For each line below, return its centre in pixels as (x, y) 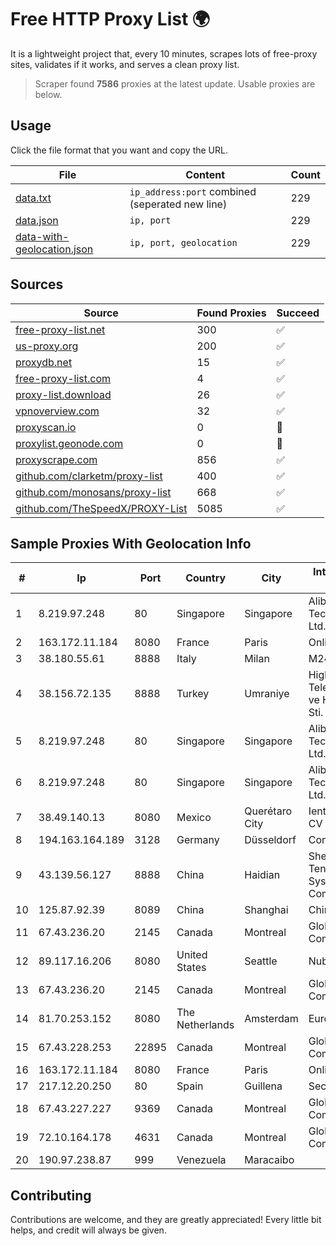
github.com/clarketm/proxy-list (89, 476)
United (192, 955)
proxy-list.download (63, 394)
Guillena (263, 1086)
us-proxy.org (47, 346)
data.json (37, 220)
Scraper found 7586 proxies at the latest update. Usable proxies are (175, 83)
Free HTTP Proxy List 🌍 (110, 19)
